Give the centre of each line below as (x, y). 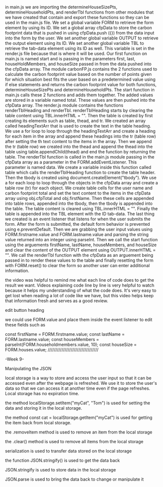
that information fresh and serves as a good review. (57, 301)
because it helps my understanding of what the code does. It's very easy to (81, 290)
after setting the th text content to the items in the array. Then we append (79, 141)
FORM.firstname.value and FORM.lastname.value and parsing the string (77, 234)
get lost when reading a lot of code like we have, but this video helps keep (80, 296)
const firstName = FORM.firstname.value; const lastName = (65, 334)
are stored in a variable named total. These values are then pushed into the (80, 100)
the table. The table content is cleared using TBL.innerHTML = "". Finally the (81, 208)
